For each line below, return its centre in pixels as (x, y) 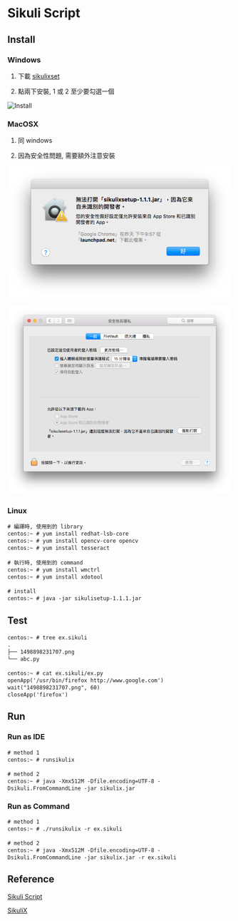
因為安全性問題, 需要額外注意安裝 (66, 156)
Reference (31, 879)
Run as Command (38, 806)
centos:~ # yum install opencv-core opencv (73, 541)
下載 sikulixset (39, 76)
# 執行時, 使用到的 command (45, 563)
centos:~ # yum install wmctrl (54, 570)
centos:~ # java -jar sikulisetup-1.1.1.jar (74, 599)
